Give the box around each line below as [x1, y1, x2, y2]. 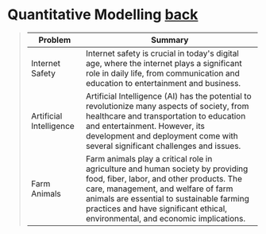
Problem [38, 34, 71, 45]
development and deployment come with [85, 130, 239, 141]
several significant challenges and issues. [85, 140, 241, 151]
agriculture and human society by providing [85, 163, 249, 174]
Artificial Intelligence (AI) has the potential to [85, 90, 252, 101]
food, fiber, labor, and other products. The [85, 173, 243, 184]
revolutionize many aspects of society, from [85, 100, 249, 111]
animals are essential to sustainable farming [85, 193, 249, 204]
